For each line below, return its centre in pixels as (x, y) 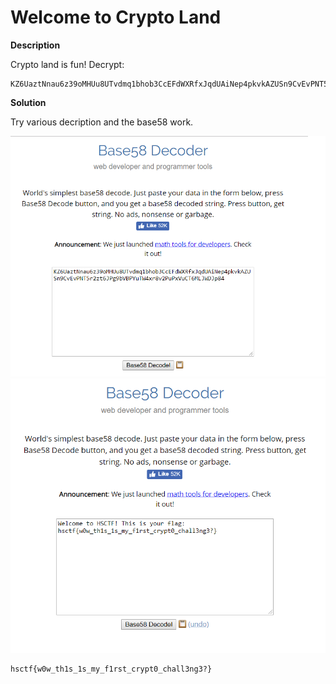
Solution (28, 102)
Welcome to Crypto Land (116, 17)
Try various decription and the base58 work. (102, 122)
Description (35, 45)
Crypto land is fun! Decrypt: (67, 64)
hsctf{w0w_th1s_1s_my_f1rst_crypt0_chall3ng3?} (111, 669)
